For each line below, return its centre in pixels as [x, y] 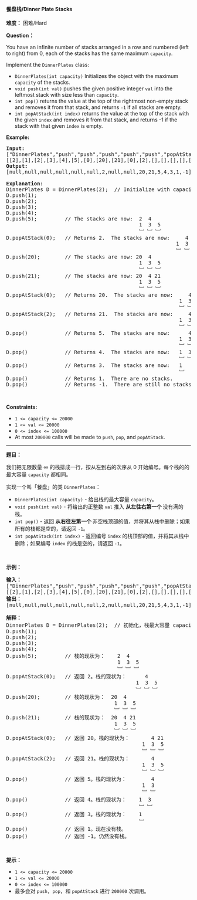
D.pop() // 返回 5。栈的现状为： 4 [80, 779]
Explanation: [25, 184]
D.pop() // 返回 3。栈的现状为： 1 [74, 814]
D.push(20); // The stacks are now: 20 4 [79, 257]
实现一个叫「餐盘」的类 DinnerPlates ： [53, 487]
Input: [16, 149]
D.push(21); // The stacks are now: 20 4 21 [84, 276]
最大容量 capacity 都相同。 [39, 474]
